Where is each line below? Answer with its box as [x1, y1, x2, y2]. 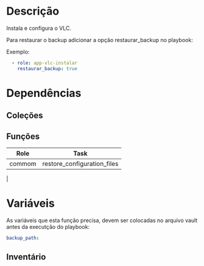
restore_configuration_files [42, 160, 119, 168]
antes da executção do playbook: [6, 223, 90, 231]
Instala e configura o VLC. [6, 24, 72, 32]
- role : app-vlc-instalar [12, 60, 78, 66]
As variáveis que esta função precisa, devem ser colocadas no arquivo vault [6, 217, 198, 224]
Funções [6, 131, 40, 142]
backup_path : [6, 235, 40, 242]
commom [9, 160, 37, 168]
